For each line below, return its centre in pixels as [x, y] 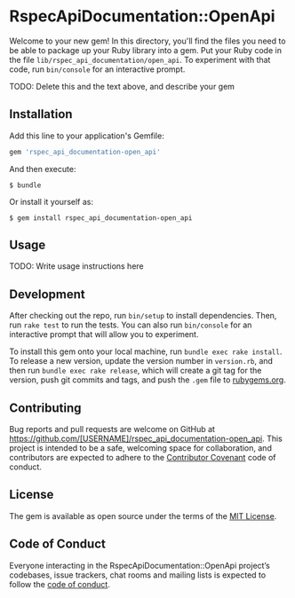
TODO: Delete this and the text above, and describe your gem [122, 86]
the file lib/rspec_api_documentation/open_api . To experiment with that [140, 59]
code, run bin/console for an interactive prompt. [97, 69]
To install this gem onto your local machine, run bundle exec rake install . [146, 351]
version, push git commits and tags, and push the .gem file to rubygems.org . [148, 380]
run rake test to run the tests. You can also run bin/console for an [131, 325]
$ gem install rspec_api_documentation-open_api [101, 218]
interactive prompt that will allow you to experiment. [104, 334]
